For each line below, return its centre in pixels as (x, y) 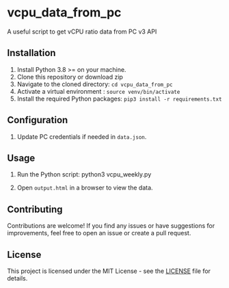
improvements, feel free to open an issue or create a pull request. (99, 233)
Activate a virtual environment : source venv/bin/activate (98, 91)
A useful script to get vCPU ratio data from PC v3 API (82, 31)
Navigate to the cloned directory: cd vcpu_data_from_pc (95, 84)
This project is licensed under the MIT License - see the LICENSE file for (109, 271)
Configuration (38, 120)
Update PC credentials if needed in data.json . (82, 136)
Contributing (35, 209)
